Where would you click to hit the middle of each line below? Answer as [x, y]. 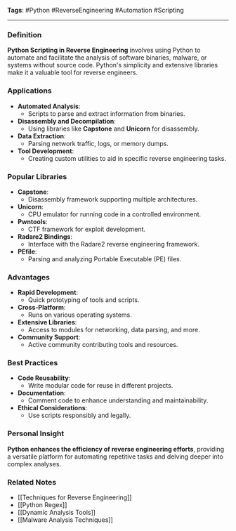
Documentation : [41, 393]
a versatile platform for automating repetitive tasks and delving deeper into [115, 457]
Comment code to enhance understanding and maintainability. [118, 400]
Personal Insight [36, 433]
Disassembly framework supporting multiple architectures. [113, 199]
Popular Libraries [37, 176]
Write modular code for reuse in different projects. [100, 386]
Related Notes [32, 482]
